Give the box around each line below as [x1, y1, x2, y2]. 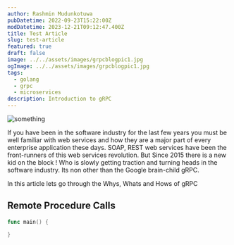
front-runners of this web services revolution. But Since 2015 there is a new [7, 151, 227, 159]
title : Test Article [7, 30, 68, 37]
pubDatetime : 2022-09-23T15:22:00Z [7, 17, 112, 24]
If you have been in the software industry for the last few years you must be [7, 128, 228, 137]
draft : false [7, 50, 46, 57]
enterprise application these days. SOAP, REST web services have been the [7, 144, 227, 151]
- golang [13, 75, 39, 83]
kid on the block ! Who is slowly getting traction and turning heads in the [7, 158, 218, 166]
